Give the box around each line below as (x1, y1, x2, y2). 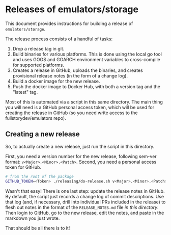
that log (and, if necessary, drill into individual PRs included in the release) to (5, 199, 166, 205)
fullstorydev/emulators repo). (5, 115, 66, 121)
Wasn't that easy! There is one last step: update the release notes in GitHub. (5, 188, 165, 194)
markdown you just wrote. (5, 215, 60, 221)
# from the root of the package (5, 174, 74, 179)
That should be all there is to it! (5, 225, 70, 231)
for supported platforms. (12, 62, 65, 68)
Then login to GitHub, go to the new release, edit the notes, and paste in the (5, 210, 164, 216)
